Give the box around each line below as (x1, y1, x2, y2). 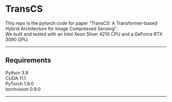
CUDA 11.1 (5, 75, 26, 81)
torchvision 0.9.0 (5, 86, 41, 92)
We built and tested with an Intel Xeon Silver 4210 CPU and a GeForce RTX (5, 31, 163, 37)
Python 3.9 (5, 70, 29, 76)
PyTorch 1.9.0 (5, 80, 34, 87)
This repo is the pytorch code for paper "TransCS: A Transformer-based (5, 20, 158, 26)
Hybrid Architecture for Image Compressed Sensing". (5, 25, 118, 31)
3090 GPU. (5, 36, 29, 43)
